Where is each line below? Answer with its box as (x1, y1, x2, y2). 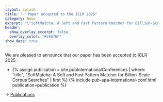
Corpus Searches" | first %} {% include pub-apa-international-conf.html (12, 77, 157, 83)
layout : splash (5, 7, 36, 12)
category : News (5, 16, 36, 21)
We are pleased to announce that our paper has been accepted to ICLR (5, 52, 147, 58)
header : (5, 25, 21, 30)
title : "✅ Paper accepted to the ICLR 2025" (5, 12, 98, 17)
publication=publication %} (12, 82, 67, 88)
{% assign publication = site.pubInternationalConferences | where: (12, 67, 146, 72)
